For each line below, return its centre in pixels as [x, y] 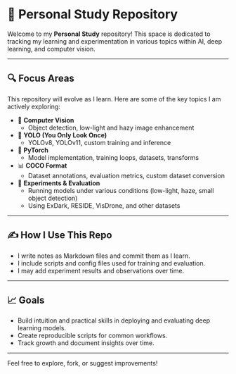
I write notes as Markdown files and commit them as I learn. [104, 256]
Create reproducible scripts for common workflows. [92, 336]
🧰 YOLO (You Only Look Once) [62, 135]
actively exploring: [34, 106]
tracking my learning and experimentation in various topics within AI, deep [115, 41]
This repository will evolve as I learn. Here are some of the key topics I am [114, 99]
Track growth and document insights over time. [86, 343]
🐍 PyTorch [33, 150]
